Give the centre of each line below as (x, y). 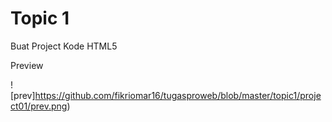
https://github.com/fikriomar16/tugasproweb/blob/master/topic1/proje (178, 95)
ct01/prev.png (39, 106)
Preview (27, 65)
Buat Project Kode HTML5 (64, 46)
